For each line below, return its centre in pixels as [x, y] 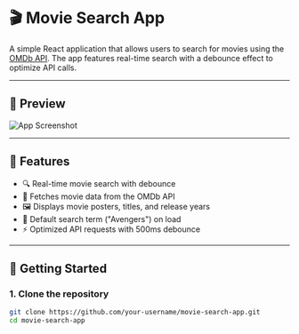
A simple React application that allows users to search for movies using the [147, 48]
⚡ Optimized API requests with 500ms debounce [111, 229]
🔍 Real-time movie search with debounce [99, 183]
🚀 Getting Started [58, 268]
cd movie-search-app [48, 321]
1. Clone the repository [59, 293]
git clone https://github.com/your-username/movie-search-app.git [135, 313]
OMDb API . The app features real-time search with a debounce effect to [141, 58]
